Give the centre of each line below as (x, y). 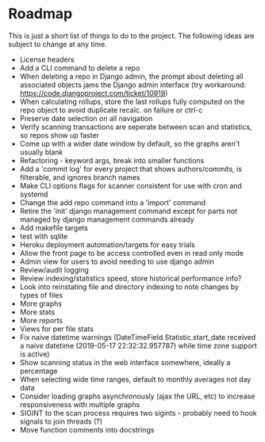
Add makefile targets (54, 227)
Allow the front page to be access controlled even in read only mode (132, 253)
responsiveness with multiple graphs (80, 404)
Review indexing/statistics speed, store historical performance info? (131, 278)
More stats (37, 312)
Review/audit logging (54, 269)
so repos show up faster (60, 135)
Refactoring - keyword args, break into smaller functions (112, 160)
